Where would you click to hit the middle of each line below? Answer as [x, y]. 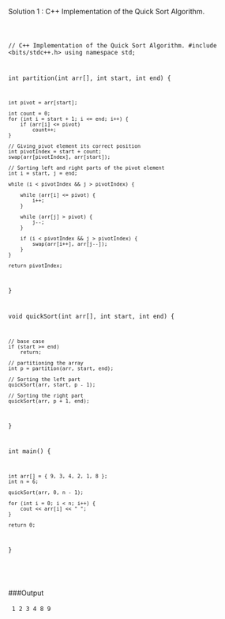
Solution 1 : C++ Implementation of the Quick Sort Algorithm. [107, 11]
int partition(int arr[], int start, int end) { [90, 78]
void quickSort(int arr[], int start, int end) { [92, 317]
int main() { [30, 451]
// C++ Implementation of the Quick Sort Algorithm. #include [112, 45]
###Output [26, 593]
